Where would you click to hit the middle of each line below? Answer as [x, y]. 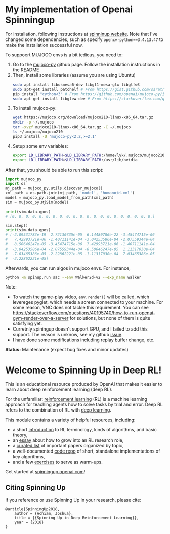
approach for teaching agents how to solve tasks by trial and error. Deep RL [84, 405]
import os [16, 184]
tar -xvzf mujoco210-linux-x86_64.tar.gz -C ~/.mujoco [72, 127]
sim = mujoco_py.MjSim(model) [37, 202]
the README [26, 70]
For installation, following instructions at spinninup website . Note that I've [81, 34]
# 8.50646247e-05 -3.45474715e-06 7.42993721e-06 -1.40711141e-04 [80, 244]
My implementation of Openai [69, 9]
